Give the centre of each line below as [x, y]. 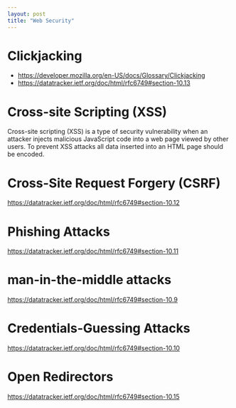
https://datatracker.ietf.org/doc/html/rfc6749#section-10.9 [93, 300]
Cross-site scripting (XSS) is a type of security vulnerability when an [108, 132]
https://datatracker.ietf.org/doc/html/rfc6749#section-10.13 [104, 83]
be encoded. [26, 155]
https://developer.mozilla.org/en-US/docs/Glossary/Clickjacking [111, 75]
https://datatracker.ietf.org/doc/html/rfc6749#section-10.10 [93, 348]
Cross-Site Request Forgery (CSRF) [114, 183]
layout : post [27, 14]
